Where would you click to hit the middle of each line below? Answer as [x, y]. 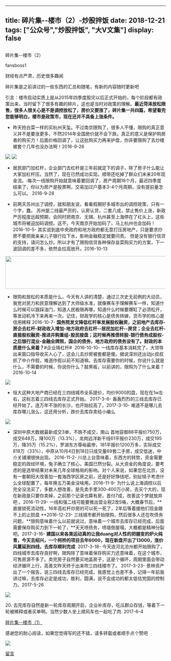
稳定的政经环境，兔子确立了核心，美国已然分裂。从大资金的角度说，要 [86, 463]
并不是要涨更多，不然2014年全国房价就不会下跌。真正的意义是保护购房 [91, 133]
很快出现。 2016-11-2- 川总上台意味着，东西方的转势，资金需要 [96, 457]
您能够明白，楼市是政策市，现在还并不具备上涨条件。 [61, 116]
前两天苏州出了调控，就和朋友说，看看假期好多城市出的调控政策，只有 [86, 204]
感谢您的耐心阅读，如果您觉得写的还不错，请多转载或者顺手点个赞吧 [77, 633]
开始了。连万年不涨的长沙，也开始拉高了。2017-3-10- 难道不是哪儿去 [90, 405]
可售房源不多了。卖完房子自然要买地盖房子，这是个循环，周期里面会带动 [88, 559]
